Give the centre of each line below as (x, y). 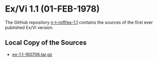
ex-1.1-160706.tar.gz (32, 54)
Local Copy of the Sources (46, 43)
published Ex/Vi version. (29, 27)
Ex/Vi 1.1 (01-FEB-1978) (53, 9)
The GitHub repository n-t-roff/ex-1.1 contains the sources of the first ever (79, 22)
